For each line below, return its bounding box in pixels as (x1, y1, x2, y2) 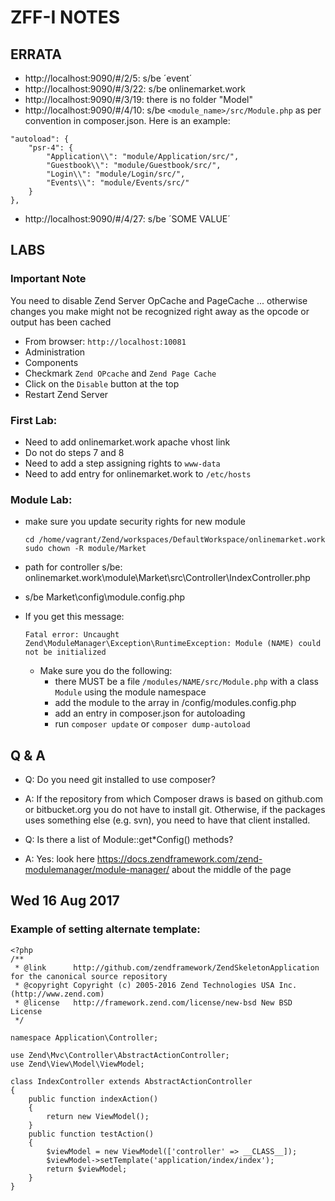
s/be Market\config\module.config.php (24, 591, 186, 603)
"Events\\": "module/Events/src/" (46, 178, 190, 188)
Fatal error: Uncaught (24, 630, 120, 640)
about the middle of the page (171, 864, 292, 876)
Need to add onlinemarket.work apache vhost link (24, 436, 231, 448)
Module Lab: (10, 492, 73, 506)
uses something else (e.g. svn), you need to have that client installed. (24, 814, 311, 826)
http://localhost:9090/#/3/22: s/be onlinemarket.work (24, 83, 247, 95)
